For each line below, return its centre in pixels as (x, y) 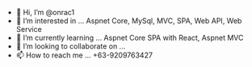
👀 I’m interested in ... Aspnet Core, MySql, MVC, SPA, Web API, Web (129, 21)
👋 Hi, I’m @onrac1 (45, 12)
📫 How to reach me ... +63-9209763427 (84, 55)
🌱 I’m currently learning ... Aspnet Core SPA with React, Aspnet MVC (130, 37)
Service (29, 29)
